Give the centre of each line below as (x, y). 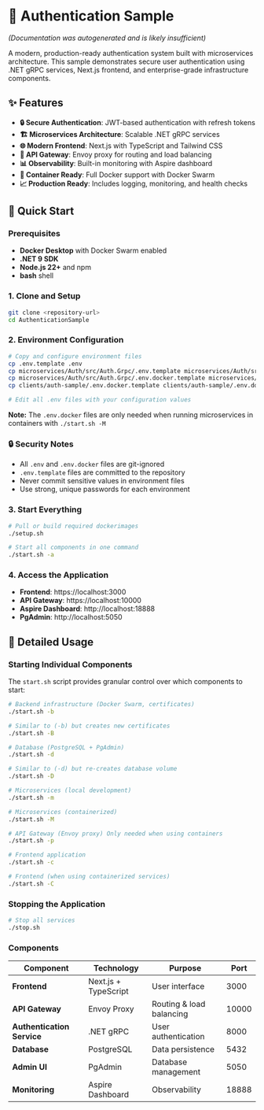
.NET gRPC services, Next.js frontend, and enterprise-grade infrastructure (128, 69)
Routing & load (179, 1005)
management (176, 1072)
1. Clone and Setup (44, 296)
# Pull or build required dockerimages (73, 526)
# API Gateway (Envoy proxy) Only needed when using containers (115, 834)
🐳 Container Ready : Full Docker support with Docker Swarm (117, 174)
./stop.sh (24, 928)
